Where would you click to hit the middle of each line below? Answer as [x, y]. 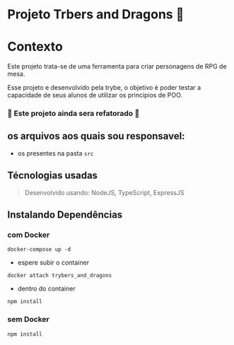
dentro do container [46, 288]
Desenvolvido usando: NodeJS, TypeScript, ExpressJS [104, 192]
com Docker [29, 235]
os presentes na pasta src [55, 153]
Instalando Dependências [65, 215]
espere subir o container [53, 263]
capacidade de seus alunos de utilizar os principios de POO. [95, 95]
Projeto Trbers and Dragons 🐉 [96, 14]
